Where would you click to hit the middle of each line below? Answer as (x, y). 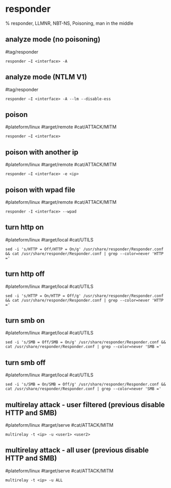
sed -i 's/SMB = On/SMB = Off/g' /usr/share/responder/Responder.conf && (86, 385)
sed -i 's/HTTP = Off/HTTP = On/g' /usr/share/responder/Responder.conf (84, 249)
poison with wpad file (40, 190)
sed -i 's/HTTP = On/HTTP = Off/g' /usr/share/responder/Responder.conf (84, 296)
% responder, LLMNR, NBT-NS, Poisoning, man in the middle (69, 23)
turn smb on (25, 320)
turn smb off (26, 363)
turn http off (25, 274)
